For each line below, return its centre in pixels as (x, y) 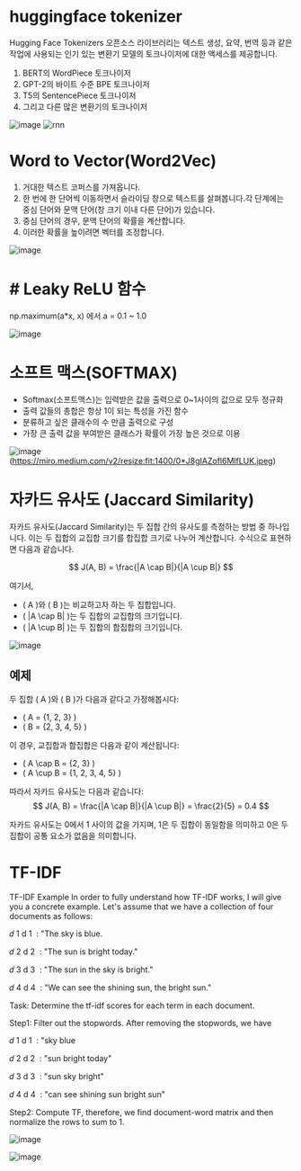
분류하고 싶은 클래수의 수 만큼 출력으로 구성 (98, 422)
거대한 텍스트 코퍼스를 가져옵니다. (81, 187)
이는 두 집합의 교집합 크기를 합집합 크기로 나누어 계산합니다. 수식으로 (148, 538)
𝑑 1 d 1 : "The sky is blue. (56, 934)
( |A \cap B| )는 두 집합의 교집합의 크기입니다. (102, 616)
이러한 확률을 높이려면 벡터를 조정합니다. (93, 232)
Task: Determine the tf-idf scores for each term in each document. (132, 1006)
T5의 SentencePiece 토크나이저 (79, 95)
